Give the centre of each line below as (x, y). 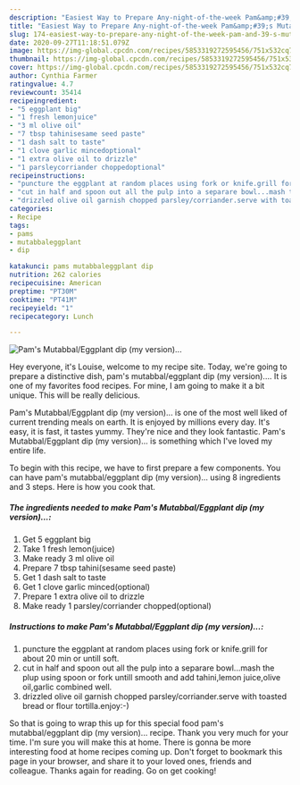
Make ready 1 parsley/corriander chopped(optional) (117, 606)
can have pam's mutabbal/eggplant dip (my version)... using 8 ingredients (145, 477)
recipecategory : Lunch (51, 317)
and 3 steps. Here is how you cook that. (83, 487)
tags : (19, 225)
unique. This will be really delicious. (75, 395)
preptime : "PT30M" (43, 291)
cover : (21, 68)
